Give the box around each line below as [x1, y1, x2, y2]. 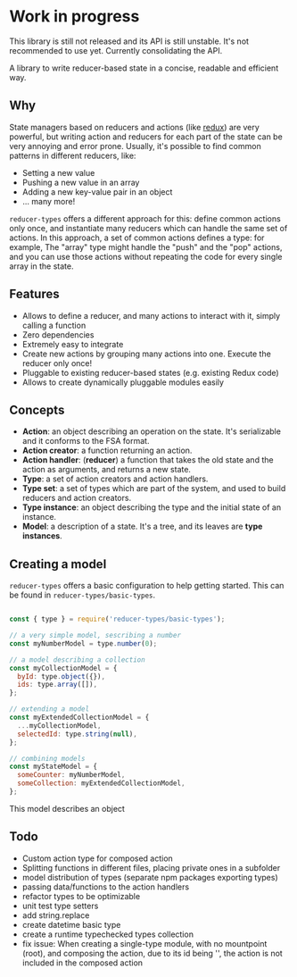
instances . [21, 530, 62, 541]
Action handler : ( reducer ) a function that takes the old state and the [21, 455, 274, 465]
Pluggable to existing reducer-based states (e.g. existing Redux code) [21, 367, 279, 378]
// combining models [9, 754, 87, 763]
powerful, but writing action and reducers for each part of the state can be [9, 131, 283, 142]
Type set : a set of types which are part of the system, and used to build [21, 483, 286, 494]
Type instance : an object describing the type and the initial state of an [21, 502, 282, 513]
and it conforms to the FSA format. [21, 436, 150, 447]
